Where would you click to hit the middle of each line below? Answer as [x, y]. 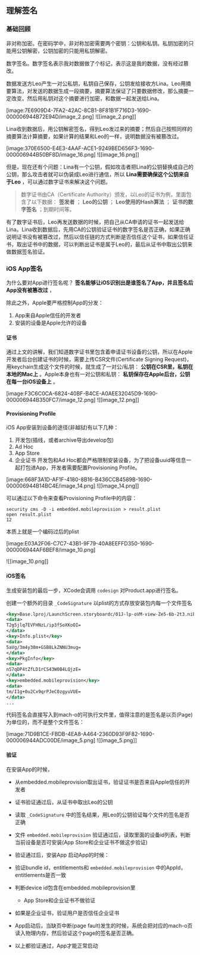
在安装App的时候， [29, 769]
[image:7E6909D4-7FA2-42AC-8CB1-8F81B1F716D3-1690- [79, 110]
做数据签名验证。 [27, 251]
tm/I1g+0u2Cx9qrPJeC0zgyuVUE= [44, 692]
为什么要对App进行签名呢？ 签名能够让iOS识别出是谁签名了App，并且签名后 [100, 282]
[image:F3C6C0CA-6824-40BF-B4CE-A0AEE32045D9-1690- [82, 394]
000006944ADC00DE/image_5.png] [51, 741]
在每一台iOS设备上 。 [32, 382]
